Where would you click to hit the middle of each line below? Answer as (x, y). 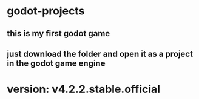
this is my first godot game (59, 34)
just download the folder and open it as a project (100, 53)
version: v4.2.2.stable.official (83, 89)
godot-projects (46, 11)
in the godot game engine (56, 63)
